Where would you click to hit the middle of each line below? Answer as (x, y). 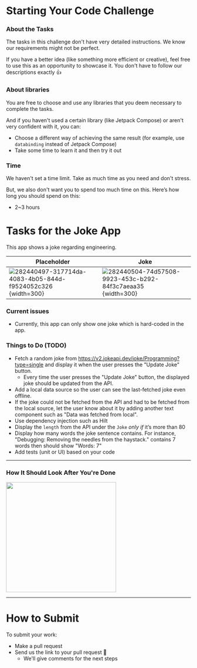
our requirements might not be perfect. (53, 48)
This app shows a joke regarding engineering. (61, 247)
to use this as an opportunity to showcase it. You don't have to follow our (94, 66)
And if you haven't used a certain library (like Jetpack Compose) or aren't (95, 120)
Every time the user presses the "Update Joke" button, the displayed (106, 377)
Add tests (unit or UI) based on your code (65, 452)
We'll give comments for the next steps (71, 658)
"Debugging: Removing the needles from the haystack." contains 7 (95, 439)
